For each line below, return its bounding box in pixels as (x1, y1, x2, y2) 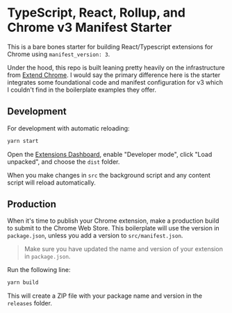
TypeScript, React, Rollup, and (7, 5, 186, 21)
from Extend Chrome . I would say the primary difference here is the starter (7, 71, 221, 79)
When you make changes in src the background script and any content (7, 171, 210, 179)
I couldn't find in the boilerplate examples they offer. (7, 85, 157, 94)
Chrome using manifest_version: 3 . (7, 50, 110, 58)
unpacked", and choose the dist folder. (7, 158, 120, 166)
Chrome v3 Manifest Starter (7, 19, 172, 35)
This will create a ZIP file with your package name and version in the (7, 291, 203, 300)
